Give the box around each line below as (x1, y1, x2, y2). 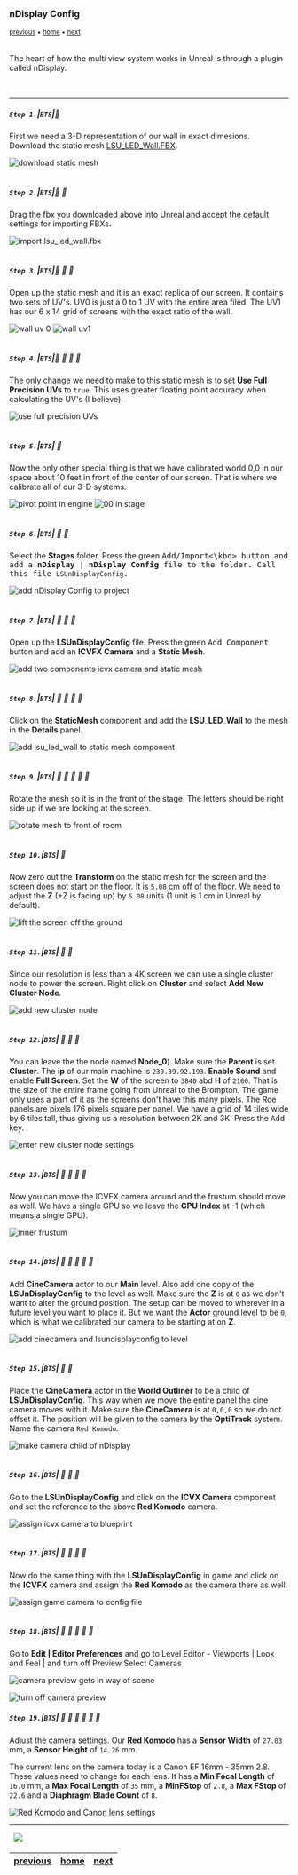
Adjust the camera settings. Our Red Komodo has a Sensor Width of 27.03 (9, 1735, 283, 1745)
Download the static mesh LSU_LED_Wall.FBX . (9, 140, 178, 151)
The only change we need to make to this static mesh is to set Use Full (9, 375, 268, 386)
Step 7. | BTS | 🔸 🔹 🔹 (9, 614, 76, 625)
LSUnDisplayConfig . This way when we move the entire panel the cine (9, 1395, 269, 1405)
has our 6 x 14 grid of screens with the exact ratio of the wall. (9, 306, 233, 317)
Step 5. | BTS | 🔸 (9, 440, 62, 451)
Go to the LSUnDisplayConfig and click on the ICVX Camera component (9, 1491, 277, 1502)
